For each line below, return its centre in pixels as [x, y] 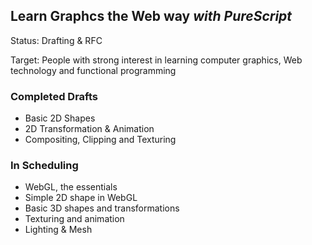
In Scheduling [44, 166]
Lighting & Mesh [58, 230]
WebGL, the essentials [71, 187]
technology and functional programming [93, 70]
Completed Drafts [54, 96]
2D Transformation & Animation [89, 129]
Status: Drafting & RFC [56, 40]
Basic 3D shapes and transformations [102, 208]
